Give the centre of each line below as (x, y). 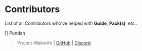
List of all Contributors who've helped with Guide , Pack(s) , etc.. (71, 23)
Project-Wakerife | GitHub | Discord (54, 43)
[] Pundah (15, 33)
